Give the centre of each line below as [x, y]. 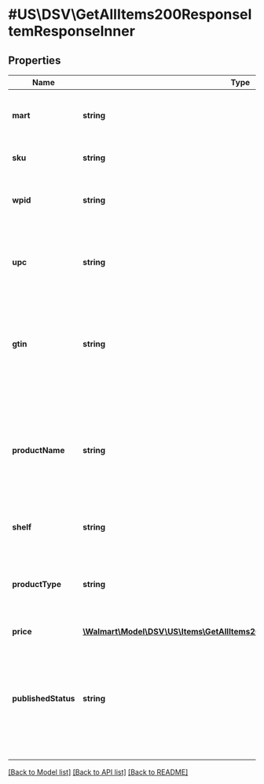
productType [37, 584]
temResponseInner [72, 31]
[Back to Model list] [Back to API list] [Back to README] [98, 772]
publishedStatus [44, 699]
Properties [35, 60]
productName [38, 450]
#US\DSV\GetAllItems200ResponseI [130, 15]
